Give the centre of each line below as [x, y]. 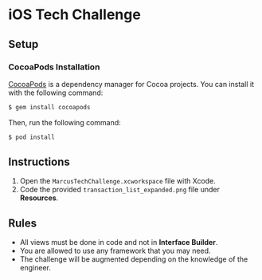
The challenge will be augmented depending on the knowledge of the [134, 259]
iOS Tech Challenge [74, 15]
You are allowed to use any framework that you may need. [115, 251]
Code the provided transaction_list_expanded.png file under [120, 190]
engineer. [35, 268]
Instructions [39, 162]
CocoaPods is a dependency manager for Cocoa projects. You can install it [131, 84]
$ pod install [32, 137]
